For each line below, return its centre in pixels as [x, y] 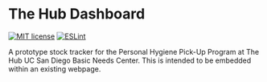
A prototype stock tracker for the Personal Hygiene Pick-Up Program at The [134, 51]
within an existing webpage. [55, 68]
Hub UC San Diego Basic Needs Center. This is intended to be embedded [130, 60]
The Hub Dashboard [77, 14]
